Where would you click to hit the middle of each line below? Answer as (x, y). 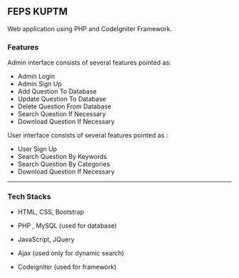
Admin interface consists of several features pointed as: (89, 62)
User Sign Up (37, 149)
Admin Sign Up (40, 84)
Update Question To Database (62, 99)
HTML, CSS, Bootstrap (51, 212)
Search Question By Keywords (62, 157)
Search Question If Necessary (62, 114)
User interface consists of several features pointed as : (88, 135)
